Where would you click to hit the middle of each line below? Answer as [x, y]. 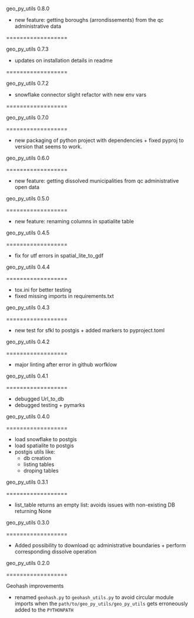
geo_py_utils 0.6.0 [28, 158]
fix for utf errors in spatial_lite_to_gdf [59, 255]
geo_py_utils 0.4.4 [28, 267]
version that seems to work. [48, 146]
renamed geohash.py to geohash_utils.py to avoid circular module [94, 597]
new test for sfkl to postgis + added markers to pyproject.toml [89, 330]
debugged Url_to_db [39, 399]
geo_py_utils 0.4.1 [27, 376]
